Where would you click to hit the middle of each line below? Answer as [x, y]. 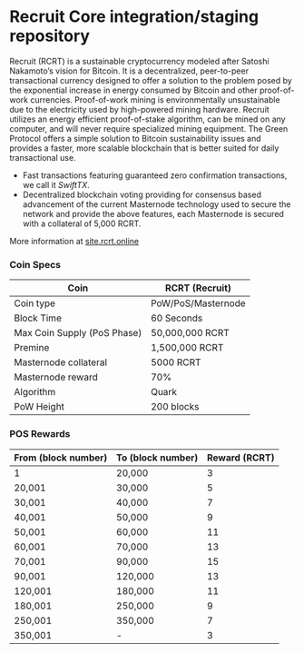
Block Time [38, 318]
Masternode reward [56, 377]
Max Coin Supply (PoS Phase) [78, 333]
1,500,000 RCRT [187, 348]
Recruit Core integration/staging [134, 17]
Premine [32, 348]
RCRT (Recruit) [198, 288]
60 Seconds [177, 318]
